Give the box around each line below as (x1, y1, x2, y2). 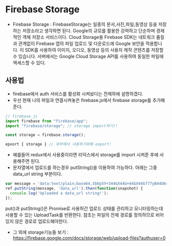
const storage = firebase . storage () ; (5, 132, 86, 138)
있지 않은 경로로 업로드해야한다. (5, 218, 69, 224)
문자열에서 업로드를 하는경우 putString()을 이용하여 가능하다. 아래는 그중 (12, 165, 158, 171)
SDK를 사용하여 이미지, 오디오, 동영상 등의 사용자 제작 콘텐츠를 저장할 (25, 47, 164, 53)
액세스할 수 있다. (12, 59, 46, 66)
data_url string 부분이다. (12, 171, 62, 177)
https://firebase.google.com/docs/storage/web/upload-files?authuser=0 (12, 235, 166, 241)
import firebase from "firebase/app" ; (5, 118, 88, 124)
